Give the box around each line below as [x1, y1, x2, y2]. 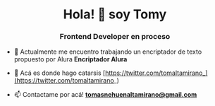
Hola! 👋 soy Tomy [63, 6, 167, 23]
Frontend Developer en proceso [59, 32, 171, 42]
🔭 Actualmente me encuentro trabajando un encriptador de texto [13, 47, 202, 56]
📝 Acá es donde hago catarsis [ [13, 69, 106, 77]
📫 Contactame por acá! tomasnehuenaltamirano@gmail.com [13, 90, 197, 99]
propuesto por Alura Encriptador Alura [13, 55, 128, 64]
